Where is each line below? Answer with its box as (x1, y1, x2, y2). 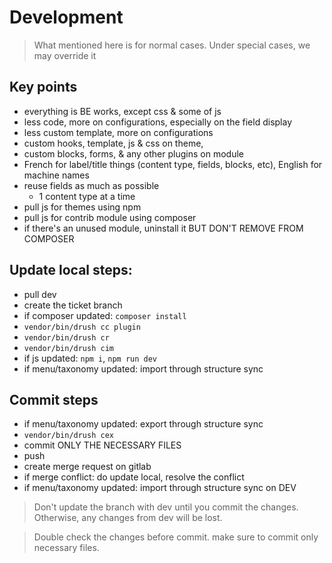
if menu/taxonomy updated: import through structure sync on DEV (23, 482, 297, 494)
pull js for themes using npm (23, 201, 142, 213)
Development (9, 6, 124, 29)
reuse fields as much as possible (23, 179, 160, 191)
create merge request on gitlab (23, 461, 152, 473)
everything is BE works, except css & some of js (23, 105, 222, 117)
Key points (9, 79, 78, 96)
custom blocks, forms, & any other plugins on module (23, 147, 244, 160)
